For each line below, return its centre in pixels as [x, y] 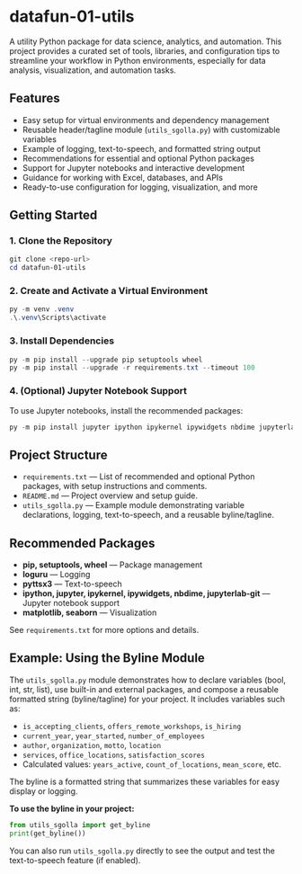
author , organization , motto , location [92, 745]
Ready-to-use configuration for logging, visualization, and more [140, 187]
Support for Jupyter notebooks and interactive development [133, 167]
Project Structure [58, 455]
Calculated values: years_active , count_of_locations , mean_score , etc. [151, 764]
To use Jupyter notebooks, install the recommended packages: [126, 410]
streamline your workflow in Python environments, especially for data [138, 60]
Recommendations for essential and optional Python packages [138, 158]
